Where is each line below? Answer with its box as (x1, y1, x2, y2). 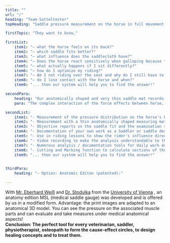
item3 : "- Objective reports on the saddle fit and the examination (14, 124, 162, 129)
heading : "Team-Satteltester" (5, 17, 69, 22)
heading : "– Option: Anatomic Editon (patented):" (14, 171, 123, 176)
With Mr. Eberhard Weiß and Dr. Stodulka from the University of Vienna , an (5, 189, 162, 195)
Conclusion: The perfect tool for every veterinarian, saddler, (5, 221, 135, 227)
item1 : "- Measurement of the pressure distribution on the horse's (14, 114, 162, 119)
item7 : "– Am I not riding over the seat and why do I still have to (14, 73, 164, 78)
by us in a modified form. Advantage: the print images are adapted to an (5, 199, 155, 206)
